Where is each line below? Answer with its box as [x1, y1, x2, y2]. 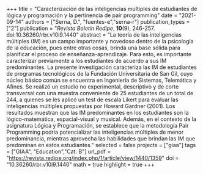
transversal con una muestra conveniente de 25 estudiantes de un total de [6, 90, 194, 96]
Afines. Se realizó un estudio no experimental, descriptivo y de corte [6, 83, 179, 90]
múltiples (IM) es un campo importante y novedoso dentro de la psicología [6, 38, 194, 45]
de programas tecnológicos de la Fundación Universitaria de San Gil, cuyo [6, 70, 193, 77]
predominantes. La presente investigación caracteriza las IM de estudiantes [6, 63, 197, 71]
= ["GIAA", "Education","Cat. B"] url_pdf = [6, 148, 111, 155]
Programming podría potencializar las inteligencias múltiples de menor [6, 128, 184, 136]
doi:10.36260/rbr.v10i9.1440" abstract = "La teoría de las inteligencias [6, 31, 182, 38]
